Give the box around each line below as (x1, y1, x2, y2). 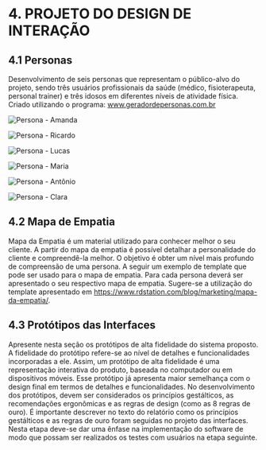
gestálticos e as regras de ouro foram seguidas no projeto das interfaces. (8, 415, 249, 425)
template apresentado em (8, 287, 93, 297)
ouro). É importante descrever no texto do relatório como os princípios (8, 407, 239, 417)
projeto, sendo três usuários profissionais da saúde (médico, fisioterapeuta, (8, 83, 256, 92)
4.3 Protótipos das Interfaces (8, 319, 156, 332)
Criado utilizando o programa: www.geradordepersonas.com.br (8, 100, 216, 109)
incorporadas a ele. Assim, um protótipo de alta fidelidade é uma (8, 356, 220, 366)
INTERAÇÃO (8, 21, 91, 40)
